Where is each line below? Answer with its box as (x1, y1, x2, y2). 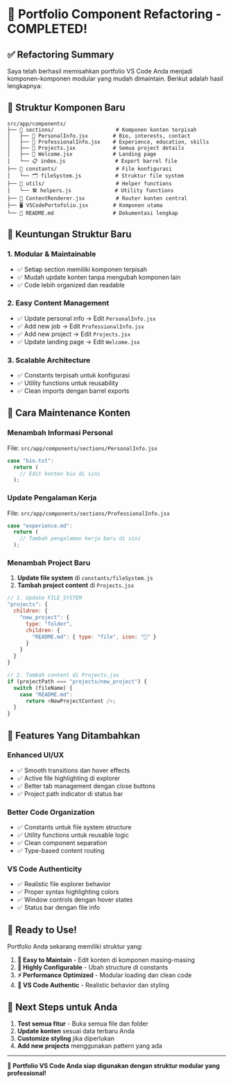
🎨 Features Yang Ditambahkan (7, 729, 141, 741)
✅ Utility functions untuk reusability (17, 379, 119, 387)
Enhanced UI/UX (7, 750, 64, 760)
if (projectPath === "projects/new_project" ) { (7, 678, 148, 685)
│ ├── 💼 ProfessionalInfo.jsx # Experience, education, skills (7, 138, 209, 145)
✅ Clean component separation (17, 839, 107, 847)
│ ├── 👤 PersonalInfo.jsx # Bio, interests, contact (7, 132, 191, 139)
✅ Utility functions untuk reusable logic (17, 831, 130, 839)
